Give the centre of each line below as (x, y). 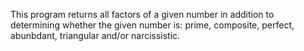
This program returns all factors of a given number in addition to (142, 14)
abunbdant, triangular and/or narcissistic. (95, 35)
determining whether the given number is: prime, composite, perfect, (152, 25)
